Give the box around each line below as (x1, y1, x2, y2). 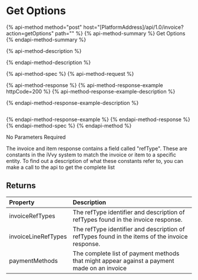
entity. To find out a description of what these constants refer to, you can (6, 157, 184, 164)
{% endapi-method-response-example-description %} (6, 99, 139, 106)
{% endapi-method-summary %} (6, 36, 87, 43)
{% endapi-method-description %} (6, 59, 91, 66)
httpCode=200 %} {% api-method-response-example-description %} (6, 88, 176, 95)
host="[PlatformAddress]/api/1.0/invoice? (83, 24, 184, 31)
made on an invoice (72, 264, 127, 272)
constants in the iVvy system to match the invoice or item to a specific (6, 151, 177, 158)
